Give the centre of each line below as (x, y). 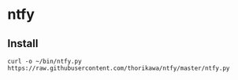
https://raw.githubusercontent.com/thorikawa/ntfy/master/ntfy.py (119, 68)
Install (23, 44)
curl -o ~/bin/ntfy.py (45, 61)
